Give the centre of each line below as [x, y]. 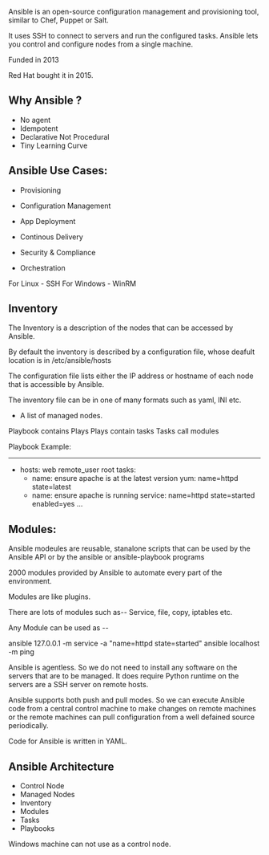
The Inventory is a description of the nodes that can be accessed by [121, 328]
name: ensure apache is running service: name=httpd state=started [143, 495]
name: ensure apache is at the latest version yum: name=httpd [135, 478]
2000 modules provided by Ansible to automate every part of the [115, 572]
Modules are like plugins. [49, 596]
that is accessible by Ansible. [56, 385]
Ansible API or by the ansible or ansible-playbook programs [106, 557]
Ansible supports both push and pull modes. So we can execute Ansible [127, 700]
